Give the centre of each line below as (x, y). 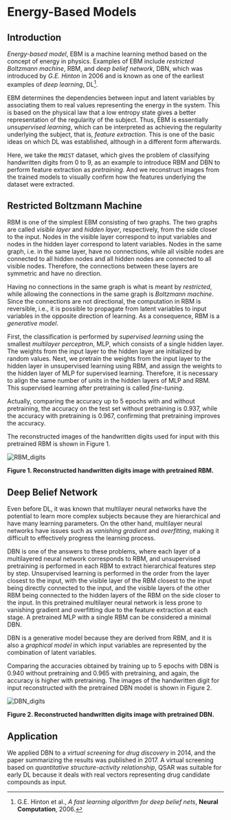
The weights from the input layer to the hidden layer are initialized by (104, 351)
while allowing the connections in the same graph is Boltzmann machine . (111, 294)
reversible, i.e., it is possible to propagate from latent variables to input (107, 309)
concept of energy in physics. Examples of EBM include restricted (101, 61)
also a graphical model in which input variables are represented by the (107, 645)
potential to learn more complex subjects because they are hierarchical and (114, 516)
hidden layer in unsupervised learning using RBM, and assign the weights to (114, 366)
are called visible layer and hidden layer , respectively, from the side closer (112, 230)
